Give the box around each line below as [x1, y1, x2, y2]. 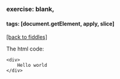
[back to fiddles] [6, 33, 47, 41]
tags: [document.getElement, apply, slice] [6, 20, 115, 27]
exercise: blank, [6, 5, 55, 13]
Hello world [17, 63, 47, 69]
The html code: [6, 45, 44, 53]
